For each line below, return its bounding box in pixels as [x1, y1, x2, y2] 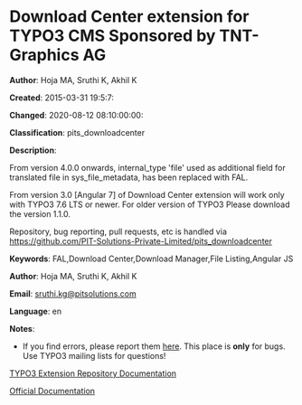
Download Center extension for [9, 6, 250, 27]
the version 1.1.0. [9, 208, 71, 219]
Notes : [9, 323, 35, 334]
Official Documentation [9, 385, 96, 396]
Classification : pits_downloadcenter [9, 127, 146, 137]
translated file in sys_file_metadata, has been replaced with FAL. [9, 172, 249, 183]
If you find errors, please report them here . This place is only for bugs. [22, 341, 287, 352]
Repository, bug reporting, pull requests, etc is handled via [9, 226, 228, 237]
